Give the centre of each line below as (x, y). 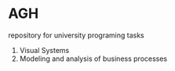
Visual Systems (44, 50)
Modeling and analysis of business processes (93, 59)
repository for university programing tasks (77, 35)
